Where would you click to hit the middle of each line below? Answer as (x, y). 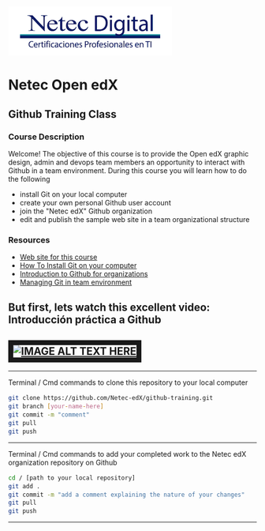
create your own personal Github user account (95, 202)
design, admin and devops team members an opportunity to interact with (127, 162)
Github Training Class (62, 114)
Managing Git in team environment (76, 282)
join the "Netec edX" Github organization (86, 211)
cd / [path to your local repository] (72, 478)
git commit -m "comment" (49, 415)
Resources (29, 239)
